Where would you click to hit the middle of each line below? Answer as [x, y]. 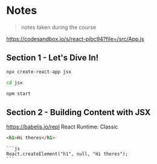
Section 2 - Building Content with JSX [78, 112]
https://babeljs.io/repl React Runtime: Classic [62, 127]
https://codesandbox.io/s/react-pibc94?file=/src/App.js [75, 39]
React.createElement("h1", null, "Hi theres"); [67, 154]
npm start [19, 93]
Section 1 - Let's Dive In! [53, 58]
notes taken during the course [59, 27]
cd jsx [14, 83]
